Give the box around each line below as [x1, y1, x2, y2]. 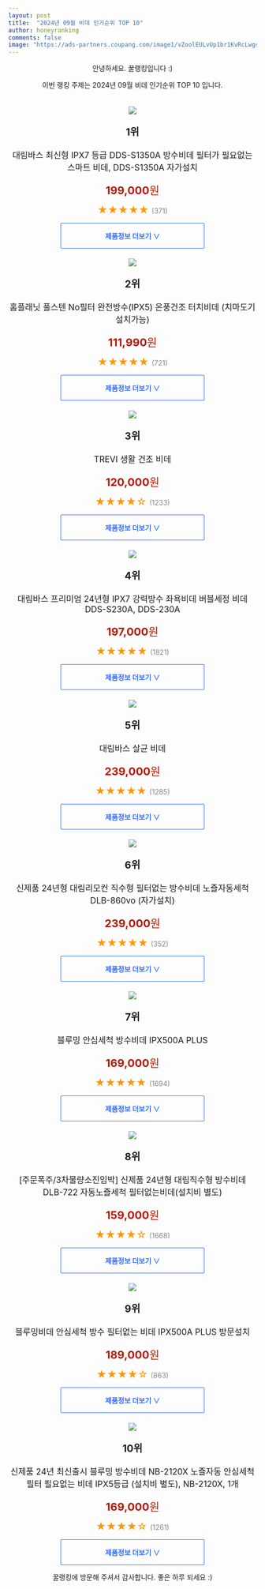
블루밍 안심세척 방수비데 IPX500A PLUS [57, 1035, 208, 1046]
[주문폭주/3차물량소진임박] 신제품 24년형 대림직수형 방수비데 [18, 1174, 247, 1185]
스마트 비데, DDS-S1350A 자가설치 [66, 163, 199, 174]
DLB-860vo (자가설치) [90, 896, 175, 907]
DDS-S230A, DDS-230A [84, 604, 181, 615]
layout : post [8, 11, 51, 20]
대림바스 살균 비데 [99, 743, 166, 754]
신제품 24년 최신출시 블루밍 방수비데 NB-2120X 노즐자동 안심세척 [10, 1467, 255, 1478]
